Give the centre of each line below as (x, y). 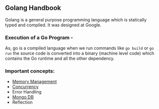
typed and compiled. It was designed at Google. (53, 25)
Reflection (22, 102)
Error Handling (27, 92)
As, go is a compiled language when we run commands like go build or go (79, 48)
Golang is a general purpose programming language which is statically (76, 19)
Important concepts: (30, 71)
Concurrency (25, 87)
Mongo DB (23, 97)
